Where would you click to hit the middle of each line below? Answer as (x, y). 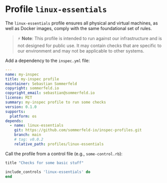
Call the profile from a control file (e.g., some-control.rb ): (64, 153)
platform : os (23, 116)
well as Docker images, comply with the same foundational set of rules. (78, 28)
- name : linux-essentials (37, 125)
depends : (14, 121)
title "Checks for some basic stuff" (44, 163)
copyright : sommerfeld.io (32, 88)
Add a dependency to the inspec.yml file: (47, 60)
